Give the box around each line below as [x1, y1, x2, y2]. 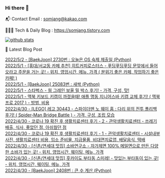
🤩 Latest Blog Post [5, 46, 43, 52]
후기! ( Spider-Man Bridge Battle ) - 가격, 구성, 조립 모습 [5, 112, 115, 118]
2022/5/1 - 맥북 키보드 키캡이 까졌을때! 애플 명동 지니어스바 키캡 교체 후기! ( [5, 94, 151, 100]
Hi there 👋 [5, 4, 30, 11]
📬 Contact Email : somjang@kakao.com [5, 16, 87, 22]
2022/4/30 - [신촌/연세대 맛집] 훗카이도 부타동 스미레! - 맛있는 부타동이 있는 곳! [5, 155, 159, 161]
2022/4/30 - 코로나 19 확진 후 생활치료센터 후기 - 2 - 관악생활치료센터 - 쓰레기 [5, 118, 157, 124]
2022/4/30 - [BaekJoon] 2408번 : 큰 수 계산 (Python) [5, 168, 112, 174]
